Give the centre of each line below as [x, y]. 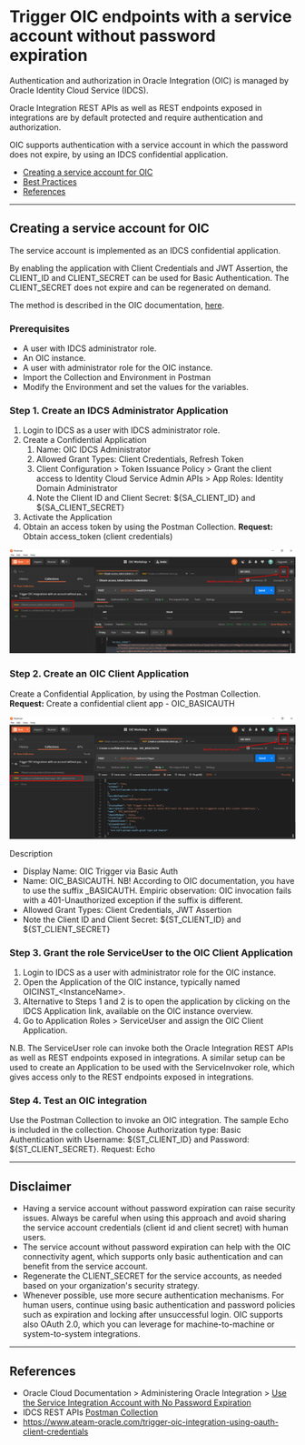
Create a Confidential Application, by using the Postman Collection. [135, 694]
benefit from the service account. [85, 1267]
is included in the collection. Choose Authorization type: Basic [125, 1130]
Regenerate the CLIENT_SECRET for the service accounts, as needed [152, 1276]
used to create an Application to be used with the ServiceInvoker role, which [152, 1068]
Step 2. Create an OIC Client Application [99, 674]
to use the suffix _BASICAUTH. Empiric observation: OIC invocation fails [157, 890]
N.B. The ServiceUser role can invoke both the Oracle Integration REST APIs [152, 1049]
